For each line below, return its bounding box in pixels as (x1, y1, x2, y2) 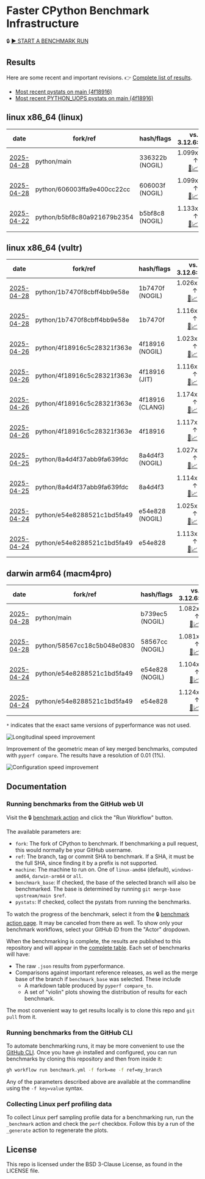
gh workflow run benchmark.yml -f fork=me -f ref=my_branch (6, 1067, 163, 1073)
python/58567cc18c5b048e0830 (35, 641, 135, 649)
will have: (6, 951, 31, 958)
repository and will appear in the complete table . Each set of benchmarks (6, 944, 191, 951)
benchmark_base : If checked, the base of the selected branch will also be (15, 878, 196, 886)
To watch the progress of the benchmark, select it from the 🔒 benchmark (6, 910, 190, 918)
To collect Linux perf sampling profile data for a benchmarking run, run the (6, 1114, 194, 1121)
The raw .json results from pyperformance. (15, 962, 125, 969)
